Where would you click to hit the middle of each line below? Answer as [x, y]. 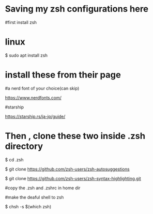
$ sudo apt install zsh [26, 55]
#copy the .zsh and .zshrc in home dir [43, 188]
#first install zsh [21, 22]
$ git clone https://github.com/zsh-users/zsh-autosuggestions [67, 169]
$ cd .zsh [14, 160]
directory [24, 146]
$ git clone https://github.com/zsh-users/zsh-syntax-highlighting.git [73, 178]
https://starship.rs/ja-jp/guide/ [35, 116]
